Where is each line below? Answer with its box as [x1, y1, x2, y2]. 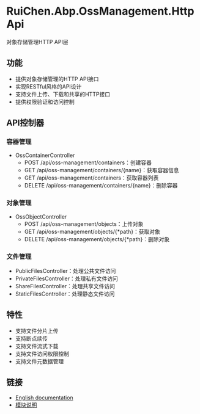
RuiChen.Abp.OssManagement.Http [6, 4, 194, 18]
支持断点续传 [15, 335, 48, 342]
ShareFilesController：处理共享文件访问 [15, 283, 115, 290]
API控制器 [6, 118, 45, 128]
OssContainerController [15, 151, 75, 159]
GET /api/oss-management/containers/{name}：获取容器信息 [24, 167, 179, 174]
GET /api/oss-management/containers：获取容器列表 [24, 174, 159, 181]
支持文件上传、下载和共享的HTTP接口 [15, 90, 111, 98]
